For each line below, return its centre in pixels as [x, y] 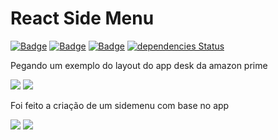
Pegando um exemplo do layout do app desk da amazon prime [139, 65]
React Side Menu [82, 18]
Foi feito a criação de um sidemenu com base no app [120, 105]
